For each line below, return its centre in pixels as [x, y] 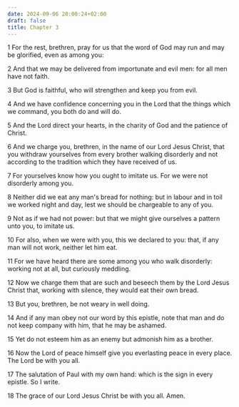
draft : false [27, 21]
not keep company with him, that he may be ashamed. [87, 326]
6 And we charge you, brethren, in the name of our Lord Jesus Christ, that [116, 147]
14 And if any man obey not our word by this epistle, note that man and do [116, 318]
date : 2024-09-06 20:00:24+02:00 [57, 14]
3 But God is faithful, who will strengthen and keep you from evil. [102, 91]
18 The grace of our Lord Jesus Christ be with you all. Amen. [96, 396]
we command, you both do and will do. [64, 112]
